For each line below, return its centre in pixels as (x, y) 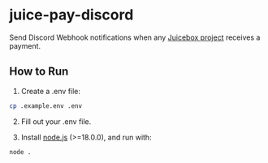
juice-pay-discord (71, 15)
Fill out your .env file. (56, 121)
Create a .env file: (50, 91)
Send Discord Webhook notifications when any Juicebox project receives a (135, 37)
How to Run (39, 72)
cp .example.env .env (46, 106)
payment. (25, 45)
